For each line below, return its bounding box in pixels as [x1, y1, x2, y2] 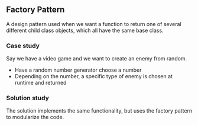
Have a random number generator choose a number [14, 66, 142, 73]
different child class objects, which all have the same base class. [6, 27, 164, 34]
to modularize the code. [6, 114, 64, 121]
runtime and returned [14, 79, 67, 86]
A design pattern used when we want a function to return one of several [6, 20, 181, 27]
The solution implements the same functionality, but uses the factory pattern [6, 107, 193, 114]
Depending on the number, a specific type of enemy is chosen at [14, 73, 173, 80]
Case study [6, 41, 40, 50]
